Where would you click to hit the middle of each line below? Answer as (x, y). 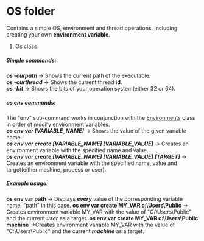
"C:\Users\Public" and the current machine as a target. (75, 231)
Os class (26, 46)
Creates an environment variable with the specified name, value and (92, 163)
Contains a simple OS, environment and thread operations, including (92, 28)
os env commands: (31, 102)
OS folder (31, 11)
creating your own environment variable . (58, 34)
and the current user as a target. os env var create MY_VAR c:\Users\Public (102, 218)
